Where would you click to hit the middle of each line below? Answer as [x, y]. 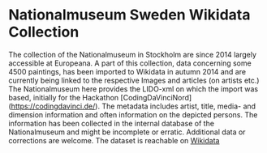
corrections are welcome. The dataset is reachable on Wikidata [114, 140]
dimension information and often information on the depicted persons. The [133, 114]
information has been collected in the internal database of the [112, 123]
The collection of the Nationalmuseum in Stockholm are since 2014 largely [133, 54]
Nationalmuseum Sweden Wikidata [129, 15]
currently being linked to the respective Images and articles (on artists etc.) [134, 80]
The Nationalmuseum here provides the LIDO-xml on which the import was [133, 89]
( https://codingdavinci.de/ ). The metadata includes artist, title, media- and [132, 106]
